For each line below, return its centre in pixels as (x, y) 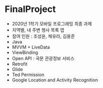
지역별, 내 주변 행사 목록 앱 (38, 30)
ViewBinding (25, 52)
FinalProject (30, 9)
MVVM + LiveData (31, 47)
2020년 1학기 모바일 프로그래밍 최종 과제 (52, 23)
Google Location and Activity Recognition (55, 80)
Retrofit (20, 64)
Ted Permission (28, 74)
